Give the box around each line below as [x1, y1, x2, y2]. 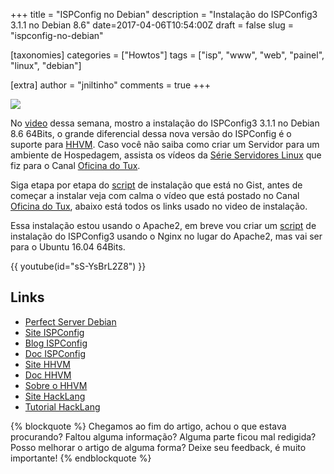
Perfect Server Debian [24, 315, 117, 328]
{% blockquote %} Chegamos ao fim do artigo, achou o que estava [10, 420, 287, 432]
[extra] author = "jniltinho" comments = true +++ [10, 79, 211, 91]
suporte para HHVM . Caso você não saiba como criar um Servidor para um [10, 139, 320, 150]
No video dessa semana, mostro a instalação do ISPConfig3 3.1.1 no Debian [10, 117, 320, 129]
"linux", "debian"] [10, 60, 82, 71]
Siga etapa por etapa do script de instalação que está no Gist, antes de [10, 179, 303, 191]
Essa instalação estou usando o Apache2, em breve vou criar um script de [10, 220, 317, 231]
